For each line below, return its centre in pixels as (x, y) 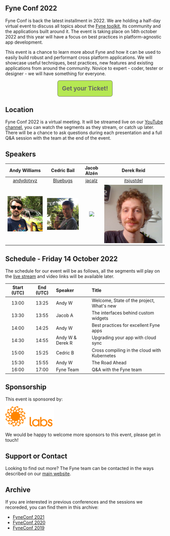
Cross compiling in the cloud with (126, 350)
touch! (12, 440)
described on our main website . (38, 474)
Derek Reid (134, 171)
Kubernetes (104, 355)
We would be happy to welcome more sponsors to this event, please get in (83, 435)
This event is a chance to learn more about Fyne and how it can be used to (83, 52)
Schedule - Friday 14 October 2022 (61, 259)
